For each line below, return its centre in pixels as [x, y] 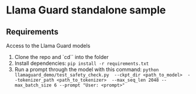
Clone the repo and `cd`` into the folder [61, 57]
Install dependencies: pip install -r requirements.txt [82, 63]
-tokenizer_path [34, 80]
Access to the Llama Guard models [48, 46]
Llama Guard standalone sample [86, 10]
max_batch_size [33, 85]
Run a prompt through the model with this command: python [87, 69]
